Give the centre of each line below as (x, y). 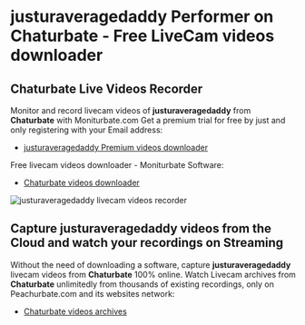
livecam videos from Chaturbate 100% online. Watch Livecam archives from (153, 274)
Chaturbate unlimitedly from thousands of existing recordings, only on (143, 284)
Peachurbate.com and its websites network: (93, 293)
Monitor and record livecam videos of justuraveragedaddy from (131, 110)
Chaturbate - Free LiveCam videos (143, 36)
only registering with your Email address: (87, 130)
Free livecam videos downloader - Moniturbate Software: (117, 165)
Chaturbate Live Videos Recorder (107, 89)
